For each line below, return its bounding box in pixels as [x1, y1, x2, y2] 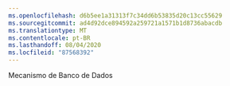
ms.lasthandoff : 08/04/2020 [8, 41, 102, 49]
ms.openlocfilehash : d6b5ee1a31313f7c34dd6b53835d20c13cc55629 [8, 11, 223, 20]
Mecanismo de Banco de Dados [8, 71, 113, 80]
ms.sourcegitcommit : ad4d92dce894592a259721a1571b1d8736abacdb [8, 19, 223, 27]
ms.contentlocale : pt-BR [8, 33, 91, 42]
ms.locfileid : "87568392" [8, 49, 94, 57]
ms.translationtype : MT [8, 26, 88, 34]
